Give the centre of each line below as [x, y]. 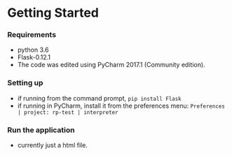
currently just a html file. [52, 146]
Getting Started [53, 13]
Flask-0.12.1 [34, 57]
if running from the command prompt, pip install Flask [100, 98]
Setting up [25, 83]
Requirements [32, 35]
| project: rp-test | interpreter [68, 112]
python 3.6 [33, 50]
